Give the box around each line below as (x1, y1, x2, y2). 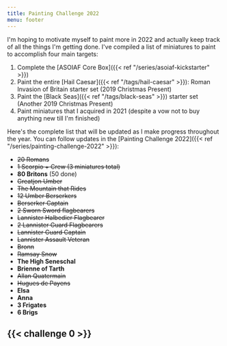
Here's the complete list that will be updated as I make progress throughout (7, 127, 219, 136)
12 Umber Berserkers (16, 191, 77, 199)
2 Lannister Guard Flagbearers (16, 221, 104, 229)
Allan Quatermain (16, 271, 66, 280)
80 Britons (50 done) (16, 169, 77, 178)
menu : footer (7, 16, 44, 23)
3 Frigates (16, 301, 46, 309)
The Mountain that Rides (16, 184, 87, 193)
